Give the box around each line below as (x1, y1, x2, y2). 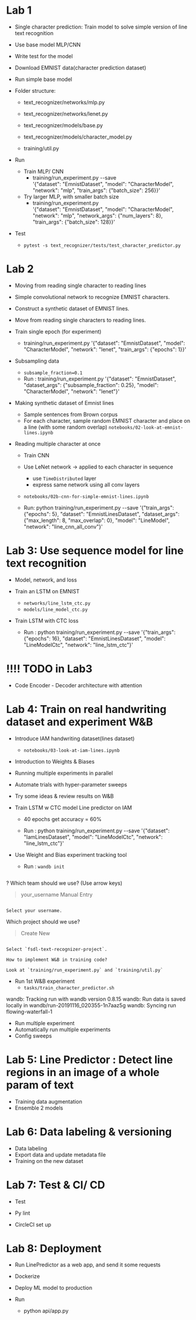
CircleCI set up (14, 1221, 52, 1228)
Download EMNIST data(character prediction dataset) (14, 64, 147, 71)
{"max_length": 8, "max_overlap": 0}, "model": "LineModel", (23, 517, 170, 524)
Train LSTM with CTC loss (14, 617, 79, 624)
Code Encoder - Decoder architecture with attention (14, 681, 143, 689)
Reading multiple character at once (14, 440, 101, 447)
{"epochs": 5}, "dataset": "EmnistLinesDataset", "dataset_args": (23, 510, 180, 517)
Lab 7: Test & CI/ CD (6, 1178, 105, 1192)
